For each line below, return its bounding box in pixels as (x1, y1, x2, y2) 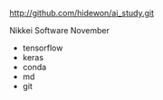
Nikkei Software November (9, 25, 110, 35)
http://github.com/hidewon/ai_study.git (9, 8, 154, 18)
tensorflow (22, 42, 63, 53)
